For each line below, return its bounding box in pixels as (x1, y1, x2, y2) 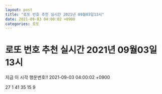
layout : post (5, 7, 33, 12)
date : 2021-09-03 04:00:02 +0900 (5, 16, 75, 21)
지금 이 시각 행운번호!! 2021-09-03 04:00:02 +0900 (5, 74, 110, 80)
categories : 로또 (5, 21, 39, 26)
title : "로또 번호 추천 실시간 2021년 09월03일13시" (5, 12, 105, 17)
